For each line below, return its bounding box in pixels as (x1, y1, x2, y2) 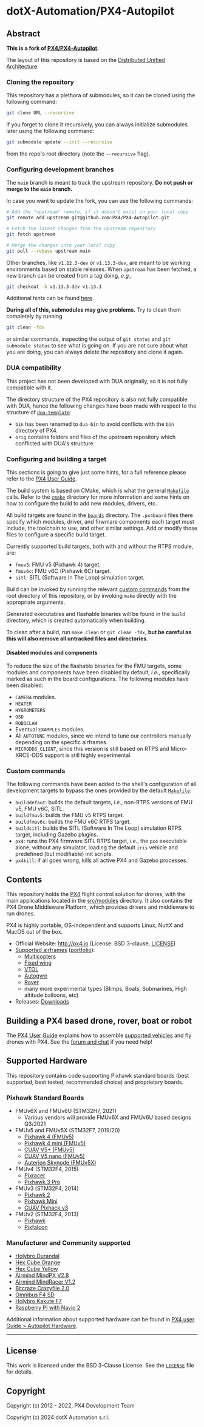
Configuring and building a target (6, 454, 107, 463)
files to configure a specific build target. (6, 530, 106, 538)
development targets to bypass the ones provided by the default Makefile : (6, 787, 192, 794)
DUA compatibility (6, 363, 62, 372)
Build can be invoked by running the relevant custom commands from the (6, 585, 190, 593)
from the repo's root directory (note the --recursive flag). (6, 150, 151, 157)
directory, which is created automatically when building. (6, 617, 146, 624)
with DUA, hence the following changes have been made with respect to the (6, 402, 197, 409)
